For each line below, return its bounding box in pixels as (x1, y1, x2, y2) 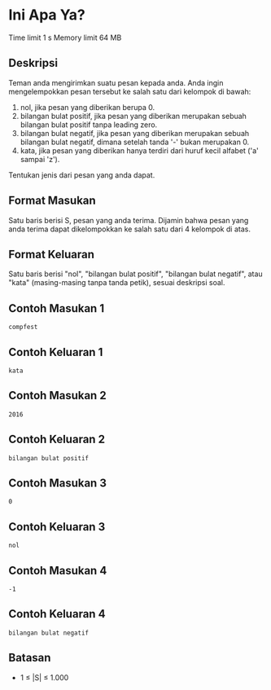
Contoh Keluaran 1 (8, 345, 103, 359)
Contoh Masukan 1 (8, 301, 104, 315)
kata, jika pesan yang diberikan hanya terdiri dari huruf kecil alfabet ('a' (20, 145, 259, 156)
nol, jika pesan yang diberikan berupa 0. (20, 102, 155, 112)
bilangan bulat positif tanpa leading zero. (20, 120, 158, 130)
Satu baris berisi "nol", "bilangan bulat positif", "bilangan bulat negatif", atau (8, 269, 263, 279)
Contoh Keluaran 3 (8, 520, 106, 534)
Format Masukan (8, 194, 96, 208)
